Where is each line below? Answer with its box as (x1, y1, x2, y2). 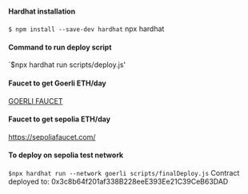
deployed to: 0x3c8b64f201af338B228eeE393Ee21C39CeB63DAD (8, 176, 229, 187)
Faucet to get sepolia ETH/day (8, 114, 110, 124)
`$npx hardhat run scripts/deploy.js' (8, 60, 126, 69)
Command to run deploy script (8, 42, 112, 52)
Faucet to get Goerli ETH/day (8, 78, 106, 88)
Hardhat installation (8, 6, 76, 16)
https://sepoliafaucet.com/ (8, 132, 96, 141)
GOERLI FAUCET (8, 96, 63, 105)
